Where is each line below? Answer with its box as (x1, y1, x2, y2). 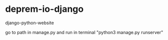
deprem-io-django (5, 3, 84, 15)
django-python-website (5, 20, 54, 26)
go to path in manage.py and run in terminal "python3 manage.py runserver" (5, 29, 163, 35)
